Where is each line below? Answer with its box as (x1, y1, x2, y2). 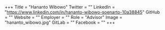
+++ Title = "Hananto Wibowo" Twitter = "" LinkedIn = (4, 4, 115, 10)
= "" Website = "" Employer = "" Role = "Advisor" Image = (4, 15, 122, 20)
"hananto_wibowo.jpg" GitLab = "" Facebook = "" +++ (4, 19, 115, 25)
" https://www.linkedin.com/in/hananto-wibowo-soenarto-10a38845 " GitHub (4, 9, 160, 15)
